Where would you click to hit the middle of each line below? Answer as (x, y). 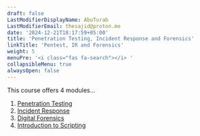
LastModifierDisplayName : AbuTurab (58, 20)
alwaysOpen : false (33, 70)
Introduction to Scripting (51, 125)
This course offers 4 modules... (51, 90)
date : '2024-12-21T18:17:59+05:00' (58, 32)
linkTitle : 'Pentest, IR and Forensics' (66, 45)
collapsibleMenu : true (39, 64)
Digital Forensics (40, 118)
